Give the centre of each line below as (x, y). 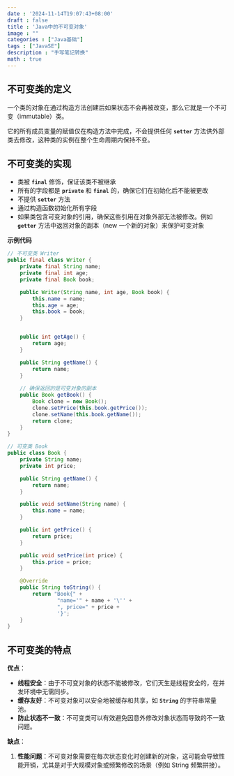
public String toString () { (60, 587)
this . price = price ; (62, 562)
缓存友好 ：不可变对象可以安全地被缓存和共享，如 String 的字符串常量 (117, 701)
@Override (34, 581)
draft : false (28, 20)
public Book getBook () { (56, 395)
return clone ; (53, 421)
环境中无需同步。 (48, 691)
